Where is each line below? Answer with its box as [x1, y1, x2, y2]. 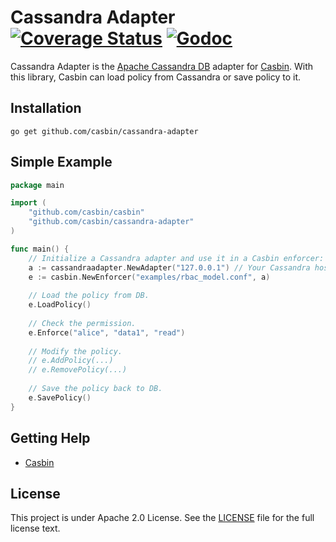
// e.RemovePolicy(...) [28, 365, 128, 375]
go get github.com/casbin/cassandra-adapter [10, 126, 199, 136]
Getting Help [10, 430, 91, 447]
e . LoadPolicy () [28, 300, 92, 310]
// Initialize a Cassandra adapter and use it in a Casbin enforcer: [28, 253, 325, 263]
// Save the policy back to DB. [28, 384, 163, 394]
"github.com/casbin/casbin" [28, 207, 145, 218]
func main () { [10, 244, 70, 254]
